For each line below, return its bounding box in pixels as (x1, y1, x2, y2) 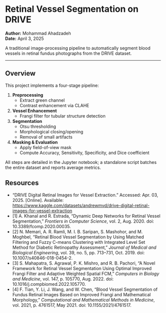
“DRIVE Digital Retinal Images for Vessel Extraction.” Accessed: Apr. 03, (12, 192, 159, 198)
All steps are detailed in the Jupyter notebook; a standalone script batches (5, 159, 157, 165)
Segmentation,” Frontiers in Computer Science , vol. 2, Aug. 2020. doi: (12, 218, 154, 224)
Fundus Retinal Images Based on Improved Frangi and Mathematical (12, 291, 151, 297)
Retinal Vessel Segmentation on (5, 3, 139, 15)
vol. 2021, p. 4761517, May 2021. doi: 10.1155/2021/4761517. (12, 302, 132, 308)
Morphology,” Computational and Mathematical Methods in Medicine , (12, 297, 155, 303)
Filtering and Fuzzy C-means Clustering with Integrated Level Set (12, 239, 146, 245)
